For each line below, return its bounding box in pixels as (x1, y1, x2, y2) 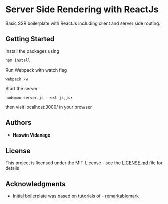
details (5, 165, 19, 171)
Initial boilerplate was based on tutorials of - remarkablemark (12, 193, 139, 199)
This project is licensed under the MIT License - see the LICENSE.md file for (5, 160, 163, 166)
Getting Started (5, 35, 55, 43)
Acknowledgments (5, 180, 66, 188)
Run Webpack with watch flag (5, 66, 67, 73)
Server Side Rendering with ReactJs (5, 4, 159, 15)
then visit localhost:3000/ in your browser (5, 104, 92, 110)
